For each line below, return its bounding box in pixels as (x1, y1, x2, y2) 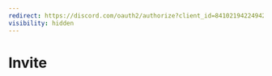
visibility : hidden (8, 19, 74, 27)
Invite (8, 54, 47, 72)
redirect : (8, 11, 42, 20)
